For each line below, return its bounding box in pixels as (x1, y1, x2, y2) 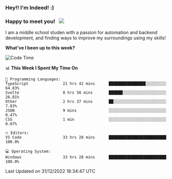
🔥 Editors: (5, 130, 29, 136)
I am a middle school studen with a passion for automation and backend (5, 30, 158, 36)
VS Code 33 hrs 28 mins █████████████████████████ (5, 135, 167, 140)
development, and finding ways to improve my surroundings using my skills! (5, 35, 166, 41)
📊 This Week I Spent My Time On (5, 65, 78, 71)
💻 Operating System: (5, 149, 51, 154)
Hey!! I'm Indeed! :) (5, 4, 54, 11)
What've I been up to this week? (5, 45, 75, 51)
